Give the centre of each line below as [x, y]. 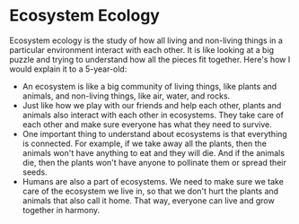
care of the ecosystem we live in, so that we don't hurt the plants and [150, 191]
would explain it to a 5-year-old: [68, 69]
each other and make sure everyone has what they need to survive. [147, 124]
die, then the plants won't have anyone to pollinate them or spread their [154, 162]
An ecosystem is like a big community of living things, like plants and [149, 86]
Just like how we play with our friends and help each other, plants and [152, 105]
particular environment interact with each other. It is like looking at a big [142, 49]
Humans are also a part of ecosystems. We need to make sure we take [153, 181]
